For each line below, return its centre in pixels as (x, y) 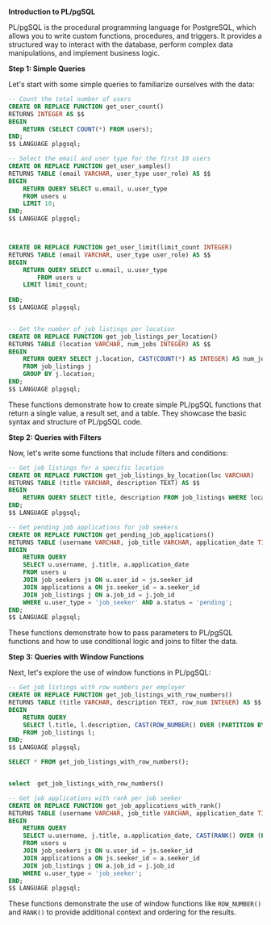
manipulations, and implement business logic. (84, 53)
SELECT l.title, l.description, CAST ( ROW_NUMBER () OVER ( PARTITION (138, 725)
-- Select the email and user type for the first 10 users (110, 159)
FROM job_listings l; (59, 732)
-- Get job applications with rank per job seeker (95, 798)
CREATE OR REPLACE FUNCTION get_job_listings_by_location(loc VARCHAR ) (131, 475)
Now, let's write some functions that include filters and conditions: (118, 453)
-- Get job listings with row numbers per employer (97, 688)
